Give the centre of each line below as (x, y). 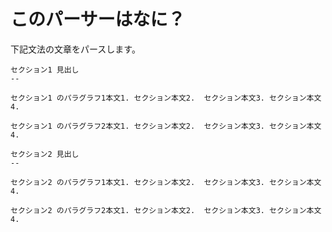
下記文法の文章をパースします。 (75, 49)
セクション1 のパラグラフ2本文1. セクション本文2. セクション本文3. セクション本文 (166, 126)
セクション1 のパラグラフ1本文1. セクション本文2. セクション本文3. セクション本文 (166, 98)
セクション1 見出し (45, 70)
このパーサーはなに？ (98, 19)
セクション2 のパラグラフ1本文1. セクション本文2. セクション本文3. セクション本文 (166, 182)
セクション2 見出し (45, 154)
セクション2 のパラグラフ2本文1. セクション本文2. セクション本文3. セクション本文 (166, 210)
